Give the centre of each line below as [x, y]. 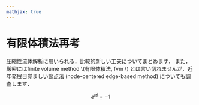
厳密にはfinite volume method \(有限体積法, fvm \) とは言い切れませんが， [97, 68]
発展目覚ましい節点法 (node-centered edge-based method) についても [98, 76]
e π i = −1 [101, 96]
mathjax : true [24, 12]
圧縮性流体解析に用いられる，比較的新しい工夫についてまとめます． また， [98, 61]
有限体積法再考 [43, 43]
